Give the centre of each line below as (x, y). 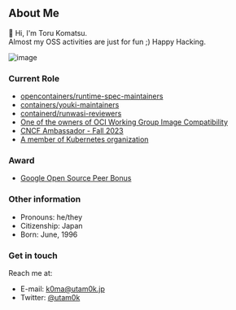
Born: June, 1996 (49, 234)
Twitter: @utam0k (50, 297)
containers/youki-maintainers (70, 105)
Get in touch (33, 255)
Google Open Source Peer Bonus (76, 178)
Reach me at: (31, 273)
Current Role (34, 78)
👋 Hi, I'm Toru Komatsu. (48, 33)
